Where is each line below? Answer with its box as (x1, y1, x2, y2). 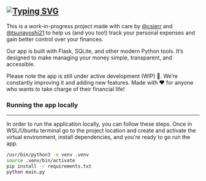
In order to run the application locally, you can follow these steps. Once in (6, 120, 193, 128)
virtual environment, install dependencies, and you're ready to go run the (6, 133, 191, 141)
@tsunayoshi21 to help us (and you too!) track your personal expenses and (6, 29, 195, 36)
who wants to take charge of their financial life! (6, 85, 125, 93)
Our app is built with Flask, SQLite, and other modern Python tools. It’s (6, 47, 184, 55)
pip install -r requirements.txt (6, 163, 92, 169)
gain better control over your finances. (6, 35, 104, 43)
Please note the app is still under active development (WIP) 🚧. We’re (6, 72, 178, 80)
